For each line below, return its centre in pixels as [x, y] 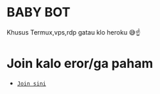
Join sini [32, 83]
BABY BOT [38, 12]
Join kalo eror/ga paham [80, 64]
